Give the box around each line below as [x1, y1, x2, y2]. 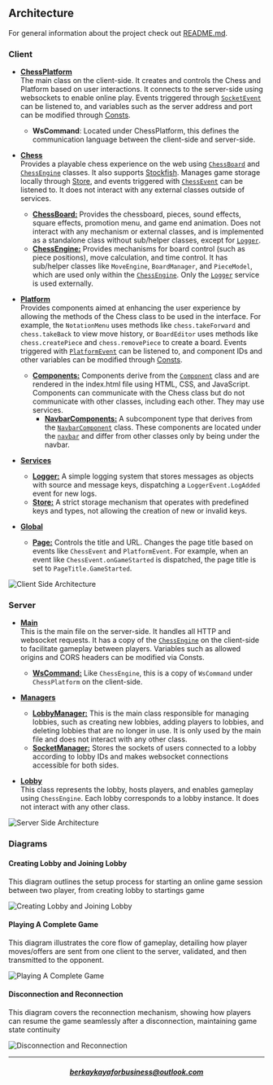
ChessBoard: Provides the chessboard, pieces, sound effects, [32, 209, 241, 219]
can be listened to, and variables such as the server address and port [19, 102, 253, 112]
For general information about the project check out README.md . [8, 28, 228, 37]
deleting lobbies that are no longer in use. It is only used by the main [32, 726, 262, 736]
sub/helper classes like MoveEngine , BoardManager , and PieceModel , [32, 261, 253, 271]
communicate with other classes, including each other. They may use [32, 396, 265, 406]
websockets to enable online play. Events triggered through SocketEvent [19, 93, 262, 103]
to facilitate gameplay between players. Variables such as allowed [19, 644, 241, 654]
